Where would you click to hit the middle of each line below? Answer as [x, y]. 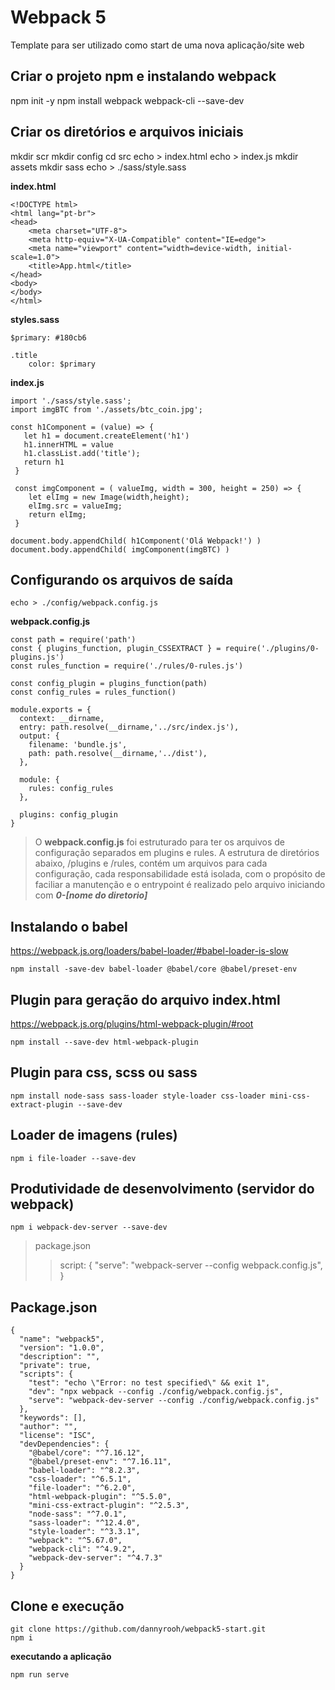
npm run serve [40, 1675]
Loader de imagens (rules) [94, 1135]
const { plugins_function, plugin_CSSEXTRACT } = [116, 649]
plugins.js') [37, 657]
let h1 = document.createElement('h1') [106, 436]
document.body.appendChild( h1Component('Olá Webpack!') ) [136, 541]
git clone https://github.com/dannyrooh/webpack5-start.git [138, 1629]
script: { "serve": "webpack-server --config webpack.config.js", [191, 1265]
